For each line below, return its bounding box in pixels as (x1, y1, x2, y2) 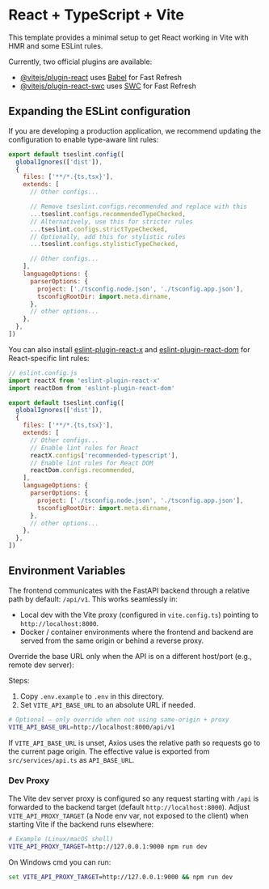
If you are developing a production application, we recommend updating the (8, 125, 261, 135)
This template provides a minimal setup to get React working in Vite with (8, 32, 249, 42)
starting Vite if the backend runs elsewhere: (8, 819, 154, 829)
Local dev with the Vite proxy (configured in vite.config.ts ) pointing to (19, 610, 258, 619)
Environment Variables (8, 564, 126, 578)
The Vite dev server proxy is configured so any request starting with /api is (8, 793, 259, 803)
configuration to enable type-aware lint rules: (8, 134, 159, 144)
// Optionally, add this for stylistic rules (29, 232, 186, 240)
